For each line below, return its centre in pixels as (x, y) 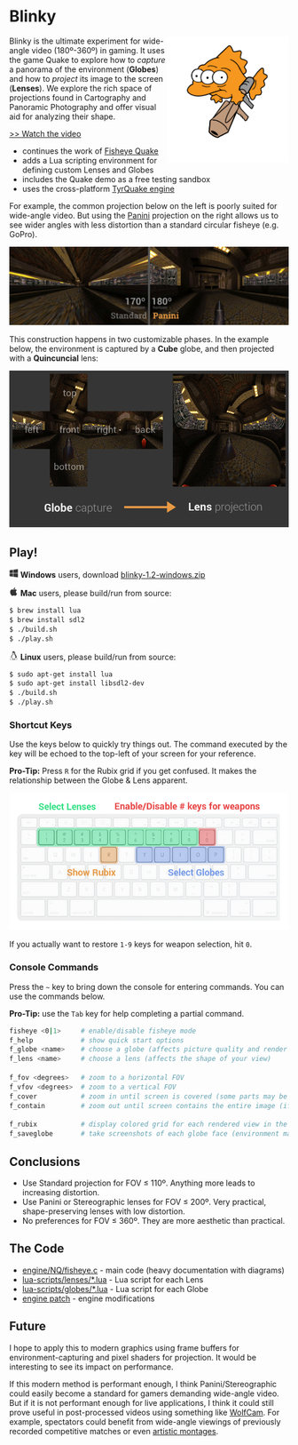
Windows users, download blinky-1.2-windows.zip (113, 575)
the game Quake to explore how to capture (87, 60)
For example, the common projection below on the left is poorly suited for (143, 205)
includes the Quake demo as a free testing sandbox (116, 179)
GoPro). (24, 234)
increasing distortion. (61, 1192)
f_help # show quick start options (97, 1040)
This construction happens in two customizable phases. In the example (139, 339)
